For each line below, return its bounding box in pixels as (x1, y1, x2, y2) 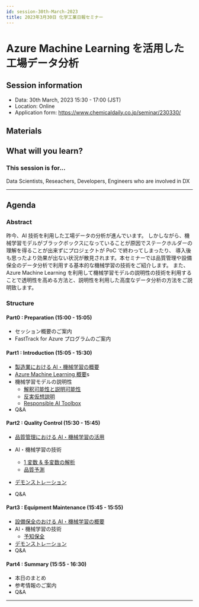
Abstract (6, 218, 33, 226)
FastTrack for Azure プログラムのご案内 (14, 335, 111, 342)
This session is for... (6, 164, 66, 172)
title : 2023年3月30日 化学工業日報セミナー (6, 14, 104, 20)
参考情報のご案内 (14, 582, 57, 589)
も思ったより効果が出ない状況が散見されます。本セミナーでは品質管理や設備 (6, 255, 192, 262)
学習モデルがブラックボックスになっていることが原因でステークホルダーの (11, 240, 192, 247)
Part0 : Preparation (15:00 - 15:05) (6, 314, 92, 321)
